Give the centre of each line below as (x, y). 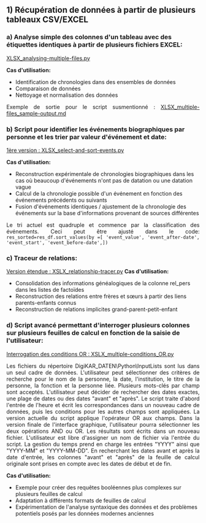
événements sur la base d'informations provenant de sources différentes (107, 213)
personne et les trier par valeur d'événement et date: (87, 137)
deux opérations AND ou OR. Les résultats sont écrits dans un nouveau (103, 431)
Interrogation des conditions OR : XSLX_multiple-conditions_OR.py (90, 354)
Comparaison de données (48, 88)
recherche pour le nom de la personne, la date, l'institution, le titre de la (103, 379)
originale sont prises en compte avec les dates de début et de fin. (89, 464)
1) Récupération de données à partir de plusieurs (101, 10)
